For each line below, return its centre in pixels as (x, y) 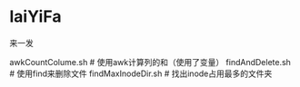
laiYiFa (35, 17)
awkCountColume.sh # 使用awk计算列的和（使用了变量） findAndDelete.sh (150, 62)
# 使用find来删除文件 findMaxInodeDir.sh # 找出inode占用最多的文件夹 (141, 73)
